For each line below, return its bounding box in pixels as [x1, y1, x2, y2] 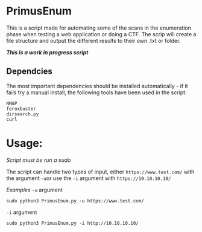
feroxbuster [6, 106, 36, 112]
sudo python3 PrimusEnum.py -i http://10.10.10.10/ [6, 220, 139, 226]
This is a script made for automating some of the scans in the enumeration [6, 24, 191, 31]
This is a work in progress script [6, 48, 89, 56]
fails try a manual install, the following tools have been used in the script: [6, 89, 187, 96]
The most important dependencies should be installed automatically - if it [6, 82, 188, 89]
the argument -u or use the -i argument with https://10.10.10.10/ [6, 174, 171, 182]
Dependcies [6, 66, 53, 77]
